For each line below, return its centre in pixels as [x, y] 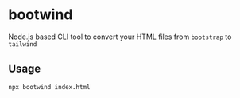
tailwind [23, 44]
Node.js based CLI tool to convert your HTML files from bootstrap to [120, 37]
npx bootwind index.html [49, 87]
